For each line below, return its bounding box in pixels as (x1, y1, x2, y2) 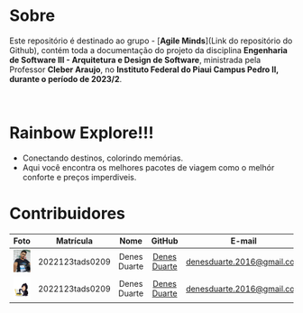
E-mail (230, 235, 257, 246)
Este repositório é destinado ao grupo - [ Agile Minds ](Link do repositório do (9, 35, 293, 46)
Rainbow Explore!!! (9, 123, 154, 143)
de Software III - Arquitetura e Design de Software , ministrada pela (9, 54, 262, 65)
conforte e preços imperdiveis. (22, 171, 137, 182)
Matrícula (55, 235, 93, 246)
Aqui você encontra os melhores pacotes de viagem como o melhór (22, 161, 275, 172)
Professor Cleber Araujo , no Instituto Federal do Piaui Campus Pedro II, (9, 64, 280, 75)
